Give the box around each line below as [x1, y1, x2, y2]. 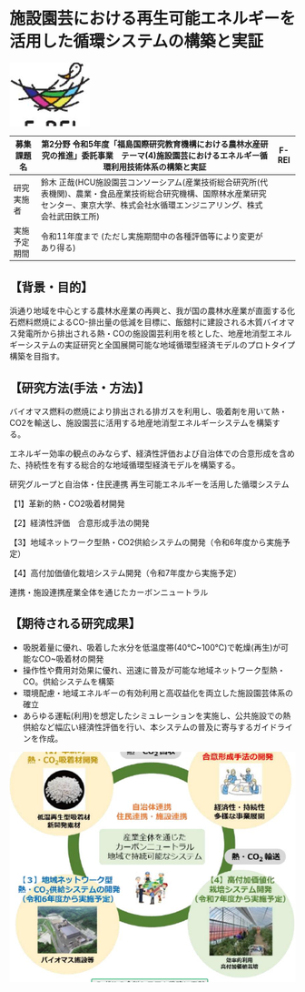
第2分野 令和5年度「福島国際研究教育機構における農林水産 [40, 138, 261, 150]
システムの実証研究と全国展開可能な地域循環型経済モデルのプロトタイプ [25, 339, 296, 350]
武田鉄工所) [56, 210, 100, 221]
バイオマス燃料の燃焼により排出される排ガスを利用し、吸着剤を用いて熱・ [9, 406, 288, 417]
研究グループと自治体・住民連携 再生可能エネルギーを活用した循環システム [9, 479, 290, 490]
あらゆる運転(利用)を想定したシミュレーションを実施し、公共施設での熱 [22, 710, 291, 721]
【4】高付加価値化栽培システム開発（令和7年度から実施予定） [9, 568, 242, 579]
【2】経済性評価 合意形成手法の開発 [9, 518, 150, 529]
